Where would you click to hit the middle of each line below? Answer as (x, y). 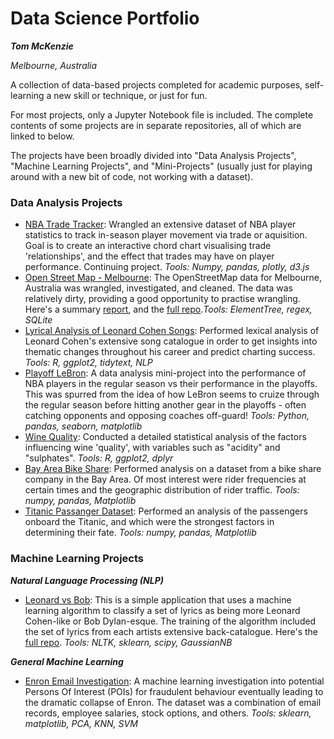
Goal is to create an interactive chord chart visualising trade (148, 246)
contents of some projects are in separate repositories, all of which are (156, 125)
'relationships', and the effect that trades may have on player (149, 256)
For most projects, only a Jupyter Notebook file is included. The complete (162, 114)
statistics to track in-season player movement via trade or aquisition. (166, 235)
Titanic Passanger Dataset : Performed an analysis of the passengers (166, 511)
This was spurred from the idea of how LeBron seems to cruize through (172, 394)
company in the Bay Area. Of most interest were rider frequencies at (165, 479)
